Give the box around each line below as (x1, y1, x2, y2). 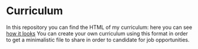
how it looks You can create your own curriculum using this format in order (6, 30, 188, 37)
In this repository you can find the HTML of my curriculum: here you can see (6, 24, 193, 31)
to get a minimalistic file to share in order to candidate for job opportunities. (6, 36, 190, 43)
